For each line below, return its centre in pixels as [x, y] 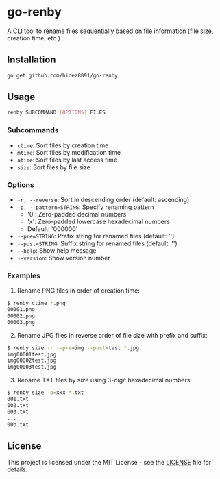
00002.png [21, 316]
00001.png [21, 310]
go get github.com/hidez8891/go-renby [62, 75]
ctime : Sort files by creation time [63, 145]
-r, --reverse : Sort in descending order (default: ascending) [103, 199]
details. [17, 469]
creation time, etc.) [34, 38]
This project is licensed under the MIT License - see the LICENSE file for [109, 463]
